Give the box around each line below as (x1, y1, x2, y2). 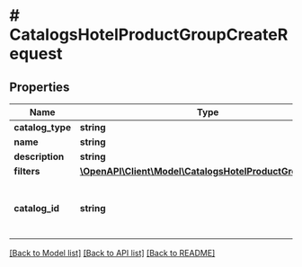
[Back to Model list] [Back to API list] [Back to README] (9, 248, 216, 258)
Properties (9, 79, 70, 94)
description (13, 150, 65, 163)
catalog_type (13, 121, 72, 133)
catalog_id (13, 202, 60, 214)
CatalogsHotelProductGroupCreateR (9, 24, 289, 45)
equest (9, 44, 63, 64)
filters (13, 165, 40, 177)
